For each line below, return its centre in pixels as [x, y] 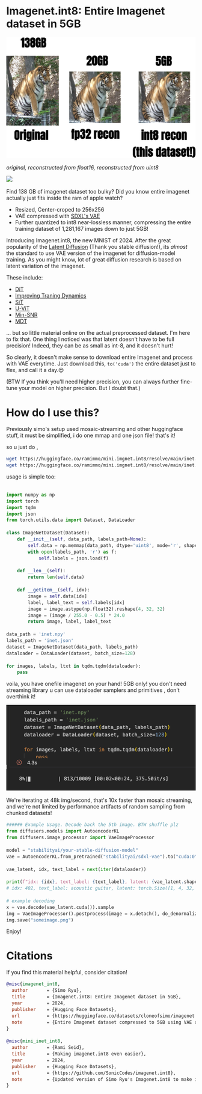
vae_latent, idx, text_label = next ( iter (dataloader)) [76, 869]
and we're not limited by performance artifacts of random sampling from [96, 807]
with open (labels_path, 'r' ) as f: [72, 552]
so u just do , [22, 447]
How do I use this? [53, 412]
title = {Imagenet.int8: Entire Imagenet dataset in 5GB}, [96, 997]
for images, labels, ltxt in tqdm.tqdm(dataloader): [74, 666]
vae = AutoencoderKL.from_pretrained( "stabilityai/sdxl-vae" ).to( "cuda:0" [102, 857]
